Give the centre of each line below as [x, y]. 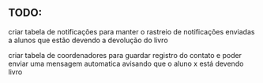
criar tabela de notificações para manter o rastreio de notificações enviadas [131, 31]
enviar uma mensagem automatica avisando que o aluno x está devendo [126, 63]
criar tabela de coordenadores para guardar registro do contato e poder [125, 55]
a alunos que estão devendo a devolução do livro [88, 40]
